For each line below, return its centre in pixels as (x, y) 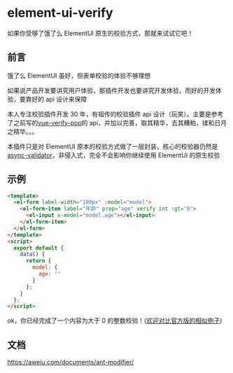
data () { (33, 254)
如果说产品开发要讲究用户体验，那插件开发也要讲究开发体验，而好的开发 (111, 90)
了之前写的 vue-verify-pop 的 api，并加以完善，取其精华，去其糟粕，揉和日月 (117, 122)
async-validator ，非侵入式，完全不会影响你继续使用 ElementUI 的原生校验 (114, 155)
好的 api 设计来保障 (59, 99)
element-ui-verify (60, 13)
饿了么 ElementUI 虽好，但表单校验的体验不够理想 (79, 76)
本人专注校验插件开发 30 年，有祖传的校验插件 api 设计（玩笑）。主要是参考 (115, 114)
